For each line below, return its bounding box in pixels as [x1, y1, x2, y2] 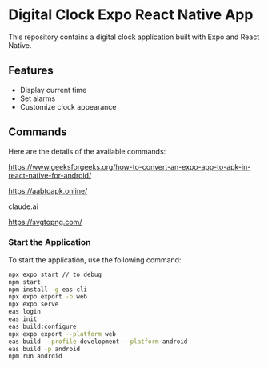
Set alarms [19, 94, 56, 103]
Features [8, 64, 54, 78]
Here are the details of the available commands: [8, 146, 166, 156]
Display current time [19, 85, 87, 94]
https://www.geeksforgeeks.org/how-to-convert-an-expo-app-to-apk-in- [8, 162, 251, 171]
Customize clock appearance [19, 102, 117, 111]
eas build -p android [8, 345, 81, 353]
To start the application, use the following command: [8, 254, 182, 265]
